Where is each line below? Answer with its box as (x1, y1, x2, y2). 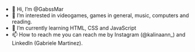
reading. (11, 18, 32, 25)
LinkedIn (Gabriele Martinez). (11, 40, 83, 47)
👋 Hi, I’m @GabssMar (11, 6, 64, 12)
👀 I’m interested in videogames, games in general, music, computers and (11, 12, 189, 19)
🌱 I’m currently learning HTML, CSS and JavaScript (11, 24, 136, 31)
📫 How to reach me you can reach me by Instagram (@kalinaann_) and (11, 31, 186, 38)
